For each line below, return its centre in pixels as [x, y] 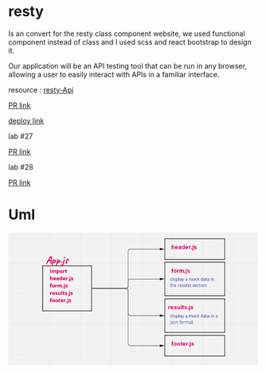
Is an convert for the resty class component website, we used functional [127, 33]
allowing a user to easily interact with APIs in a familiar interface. [114, 74]
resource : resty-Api [41, 89]
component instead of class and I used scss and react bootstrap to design [130, 41]
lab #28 [21, 167]
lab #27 [21, 136]
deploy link [26, 120]
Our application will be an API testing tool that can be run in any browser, [127, 65]
